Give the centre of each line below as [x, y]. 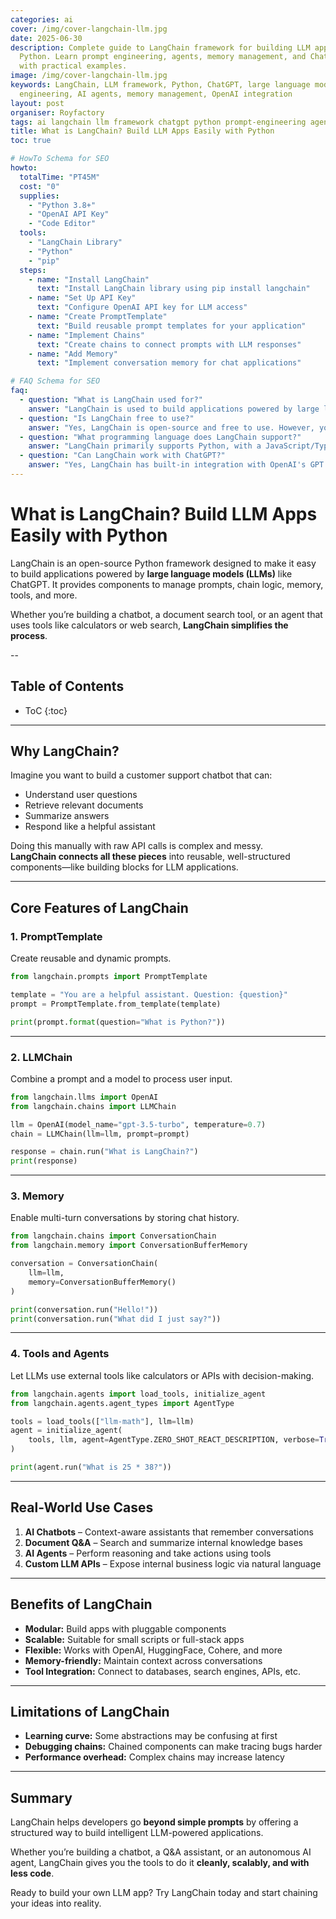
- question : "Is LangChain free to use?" [107, 418]
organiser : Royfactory [57, 112]
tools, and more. [44, 595]
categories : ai [42, 19]
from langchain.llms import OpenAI [84, 1097]
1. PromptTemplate [56, 936]
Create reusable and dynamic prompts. [91, 958]
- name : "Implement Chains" [86, 335]
